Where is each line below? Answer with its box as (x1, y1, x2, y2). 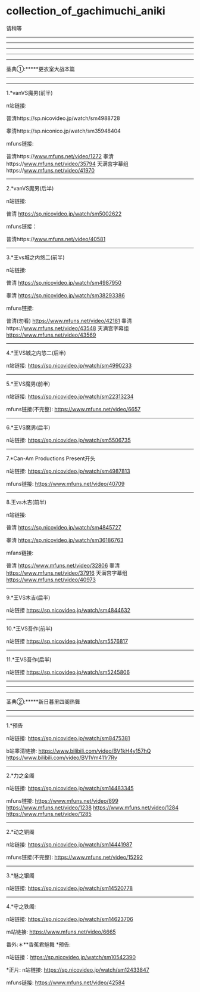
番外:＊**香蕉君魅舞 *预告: (6, 941, 71, 948)
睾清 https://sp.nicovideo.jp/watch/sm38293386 (6, 291, 125, 299)
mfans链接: (6, 549, 34, 556)
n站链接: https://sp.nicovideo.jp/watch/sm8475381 (6, 734, 130, 741)
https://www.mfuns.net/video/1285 (6, 810, 92, 817)
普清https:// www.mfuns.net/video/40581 (6, 235, 106, 242)
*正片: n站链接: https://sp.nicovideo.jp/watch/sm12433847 (6, 966, 150, 973)
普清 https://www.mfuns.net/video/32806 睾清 (6, 562, 120, 569)
